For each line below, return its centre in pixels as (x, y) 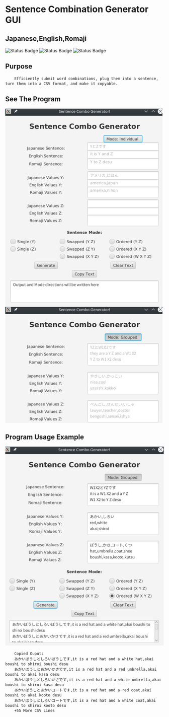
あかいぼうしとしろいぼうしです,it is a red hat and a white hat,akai (84, 659)
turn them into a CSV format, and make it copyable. (62, 84)
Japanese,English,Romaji (46, 39)
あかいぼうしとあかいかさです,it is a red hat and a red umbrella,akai (86, 670)
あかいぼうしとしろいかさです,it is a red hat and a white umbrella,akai (88, 680)
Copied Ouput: (29, 654)
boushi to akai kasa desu (32, 675)
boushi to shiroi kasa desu (35, 685)
